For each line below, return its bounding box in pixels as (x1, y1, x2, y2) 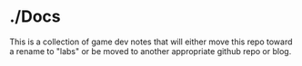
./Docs (9, 6, 61, 27)
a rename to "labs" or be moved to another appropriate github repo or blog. (9, 45, 292, 56)
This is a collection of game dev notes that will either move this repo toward (9, 36, 293, 47)
